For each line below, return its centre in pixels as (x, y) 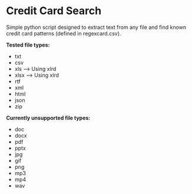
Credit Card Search (54, 11)
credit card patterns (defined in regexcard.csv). (64, 33)
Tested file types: (28, 45)
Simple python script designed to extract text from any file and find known (96, 27)
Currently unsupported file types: (48, 118)
